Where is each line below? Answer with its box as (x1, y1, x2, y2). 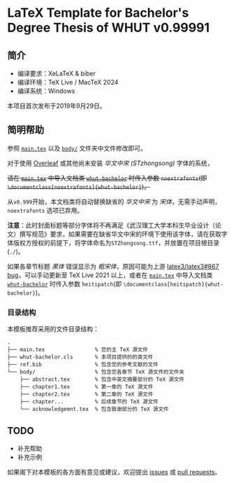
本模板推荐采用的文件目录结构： (7, 325, 99, 333)
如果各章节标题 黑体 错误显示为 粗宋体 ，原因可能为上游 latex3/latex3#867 (7, 262, 219, 270)
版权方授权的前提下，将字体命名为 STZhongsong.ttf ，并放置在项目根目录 (13, 238, 220, 246)
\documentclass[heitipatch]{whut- (123, 281, 224, 288)
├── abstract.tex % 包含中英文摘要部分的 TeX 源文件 (20, 376, 185, 383)
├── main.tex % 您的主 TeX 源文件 (7, 346, 148, 353)
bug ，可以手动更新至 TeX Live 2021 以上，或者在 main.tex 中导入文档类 (7, 271, 213, 279)
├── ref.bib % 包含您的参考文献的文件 (7, 361, 159, 368)
